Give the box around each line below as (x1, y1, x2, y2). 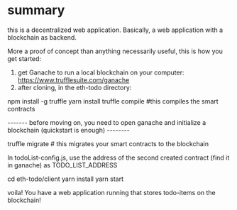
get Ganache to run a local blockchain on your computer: (17, 68, 184, 77)
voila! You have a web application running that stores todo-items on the (7, 188, 216, 197)
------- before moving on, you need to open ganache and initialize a (7, 118, 206, 126)
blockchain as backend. (7, 33, 77, 41)
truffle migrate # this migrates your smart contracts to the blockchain (7, 139, 209, 148)
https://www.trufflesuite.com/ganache (17, 75, 130, 84)
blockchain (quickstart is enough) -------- (7, 126, 130, 134)
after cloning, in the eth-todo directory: (17, 83, 132, 92)
